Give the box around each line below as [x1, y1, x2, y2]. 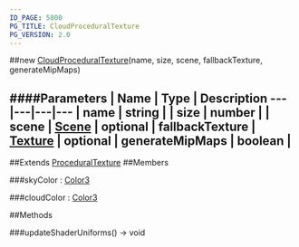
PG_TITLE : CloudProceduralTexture [9, 22, 140, 31]
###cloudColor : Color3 [9, 192, 98, 204]
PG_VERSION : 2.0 [9, 30, 71, 39]
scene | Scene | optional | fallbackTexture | [9, 119, 256, 134]
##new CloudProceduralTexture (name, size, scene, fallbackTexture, [9, 55, 263, 66]
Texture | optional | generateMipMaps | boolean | [9, 133, 292, 148]
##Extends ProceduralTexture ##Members [9, 157, 169, 168]
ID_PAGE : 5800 [9, 13, 63, 23]
